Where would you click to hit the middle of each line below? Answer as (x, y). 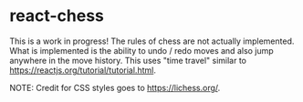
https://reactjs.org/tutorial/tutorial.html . (83, 70)
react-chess (57, 16)
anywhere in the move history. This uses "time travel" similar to (128, 60)
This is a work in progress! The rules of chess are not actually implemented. (152, 41)
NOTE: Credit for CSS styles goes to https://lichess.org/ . (115, 87)
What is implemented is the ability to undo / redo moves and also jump (141, 50)
